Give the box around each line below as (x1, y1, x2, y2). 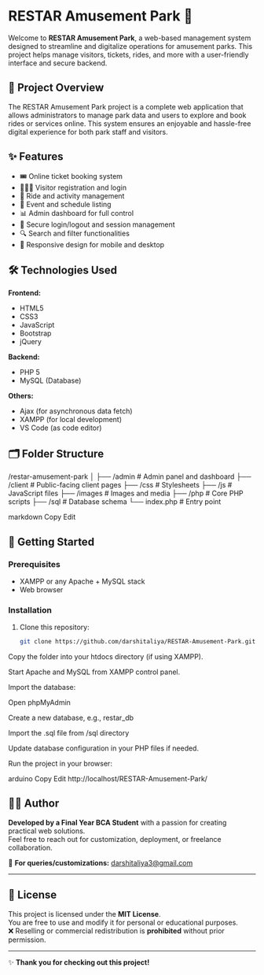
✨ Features (8, 150, 64, 164)
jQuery (19, 337, 42, 347)
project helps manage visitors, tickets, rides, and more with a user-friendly (8, 50, 249, 59)
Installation (8, 604, 53, 615)
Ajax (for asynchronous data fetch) (19, 406, 133, 416)
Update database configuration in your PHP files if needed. (8, 743, 199, 753)
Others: (8, 391, 34, 401)
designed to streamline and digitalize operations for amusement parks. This (8, 41, 253, 50)
